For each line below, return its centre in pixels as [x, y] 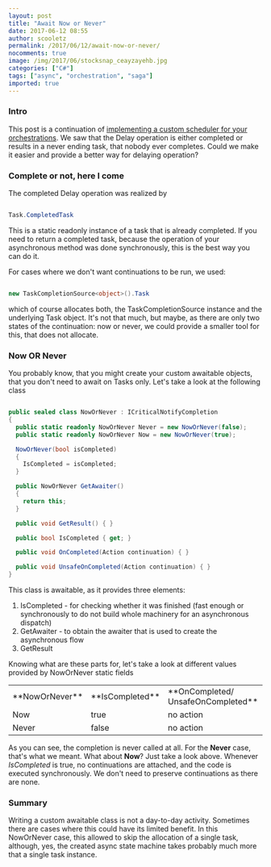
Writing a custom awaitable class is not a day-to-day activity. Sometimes [129, 820]
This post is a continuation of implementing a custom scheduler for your [128, 129]
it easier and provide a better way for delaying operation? [104, 155]
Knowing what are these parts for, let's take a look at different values [123, 664]
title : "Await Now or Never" [57, 23]
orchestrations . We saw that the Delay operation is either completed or [126, 137]
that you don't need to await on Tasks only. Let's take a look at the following [134, 382]
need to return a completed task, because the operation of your [114, 239]
